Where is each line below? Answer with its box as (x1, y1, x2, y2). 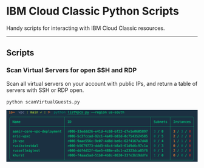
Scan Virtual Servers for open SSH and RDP (6, 66, 137, 74)
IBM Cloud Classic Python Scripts (6, 4, 179, 18)
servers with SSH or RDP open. (6, 86, 84, 94)
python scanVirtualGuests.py (6, 99, 80, 105)
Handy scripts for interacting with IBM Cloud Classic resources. (6, 24, 165, 32)
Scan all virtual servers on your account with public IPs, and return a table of (6, 80, 198, 87)
